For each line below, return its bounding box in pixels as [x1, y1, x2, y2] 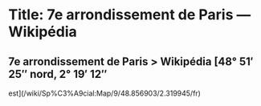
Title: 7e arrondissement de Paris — [8, 6, 251, 24]
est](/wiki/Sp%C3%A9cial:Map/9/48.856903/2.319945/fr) [8, 88, 201, 98]
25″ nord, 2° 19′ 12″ [8, 67, 108, 81]
